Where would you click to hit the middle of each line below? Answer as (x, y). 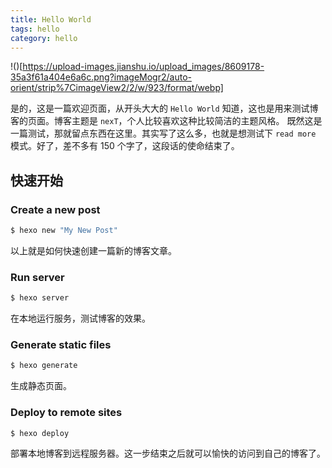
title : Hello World (51, 19)
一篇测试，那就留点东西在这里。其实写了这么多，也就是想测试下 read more (163, 133)
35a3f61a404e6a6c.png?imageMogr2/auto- (101, 77)
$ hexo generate (44, 366)
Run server (37, 277)
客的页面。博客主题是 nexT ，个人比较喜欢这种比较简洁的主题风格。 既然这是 (166, 121)
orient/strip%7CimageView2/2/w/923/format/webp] (117, 88)
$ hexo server (40, 298)
